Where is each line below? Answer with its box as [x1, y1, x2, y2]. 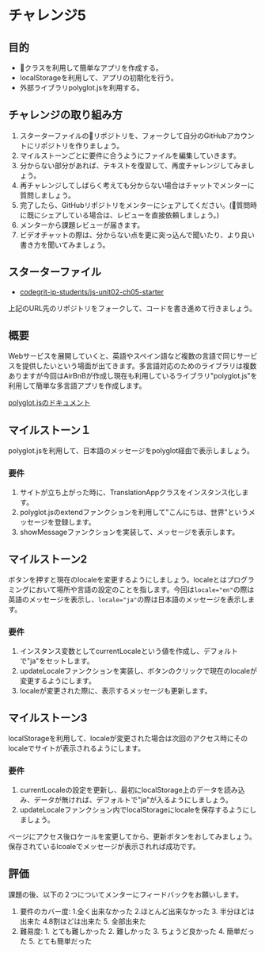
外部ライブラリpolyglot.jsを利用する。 [19, 83, 144, 92]
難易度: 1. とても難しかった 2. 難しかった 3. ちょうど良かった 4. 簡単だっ [19, 926, 255, 936]
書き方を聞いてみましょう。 [19, 240, 110, 249]
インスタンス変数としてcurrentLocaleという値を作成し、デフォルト [19, 646, 239, 655]
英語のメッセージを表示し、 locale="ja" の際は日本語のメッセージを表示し [8, 595, 248, 605]
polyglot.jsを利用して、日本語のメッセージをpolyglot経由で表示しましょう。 [8, 446, 255, 455]
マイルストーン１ [8, 423, 91, 436]
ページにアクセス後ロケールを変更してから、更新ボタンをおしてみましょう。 [8, 832, 257, 841]
